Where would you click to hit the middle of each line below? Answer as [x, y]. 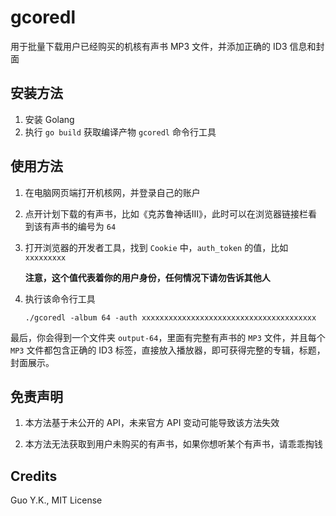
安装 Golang [49, 119]
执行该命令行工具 [60, 298]
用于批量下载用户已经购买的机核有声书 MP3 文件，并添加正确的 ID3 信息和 [163, 46]
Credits [34, 476]
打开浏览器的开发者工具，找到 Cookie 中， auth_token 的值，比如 [156, 247]
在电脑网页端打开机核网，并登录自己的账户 [112, 192]
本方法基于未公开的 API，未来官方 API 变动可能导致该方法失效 [152, 423]
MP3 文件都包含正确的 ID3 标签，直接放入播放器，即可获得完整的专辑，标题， [168, 350]
